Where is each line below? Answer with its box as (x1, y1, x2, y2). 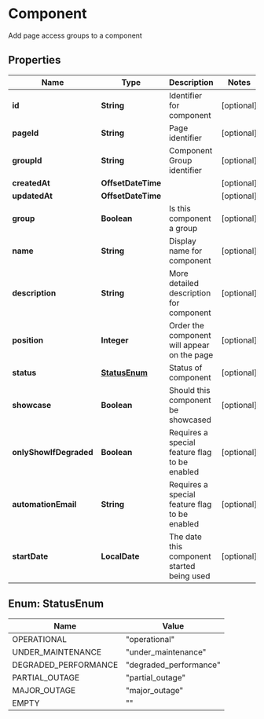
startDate (12, 551, 49, 562)
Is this (168, 203, 191, 214)
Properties (8, 53, 61, 67)
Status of (168, 362, 203, 373)
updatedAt (12, 190, 53, 201)
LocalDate (101, 551, 140, 562)
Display (168, 235, 196, 246)
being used (168, 570, 211, 581)
